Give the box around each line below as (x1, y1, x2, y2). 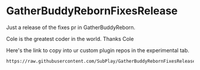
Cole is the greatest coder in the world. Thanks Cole (6, 35, 134, 42)
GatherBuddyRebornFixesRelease (6, 4, 178, 18)
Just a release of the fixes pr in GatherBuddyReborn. (6, 24, 136, 31)
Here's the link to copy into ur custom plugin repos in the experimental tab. (6, 46, 189, 54)
